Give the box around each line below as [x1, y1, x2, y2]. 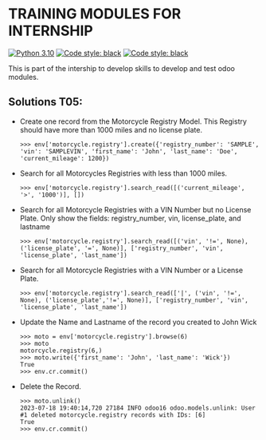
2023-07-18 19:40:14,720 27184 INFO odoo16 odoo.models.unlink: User [19, 404, 256, 412]
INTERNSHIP [8, 22, 93, 40]
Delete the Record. [19, 381, 82, 391]
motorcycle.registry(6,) [19, 347, 103, 355]
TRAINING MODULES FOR [8, 5, 182, 23]
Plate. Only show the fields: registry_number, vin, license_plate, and [19, 213, 241, 223]
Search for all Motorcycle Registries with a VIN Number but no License [19, 204, 252, 214]
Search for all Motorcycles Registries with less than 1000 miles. [19, 168, 228, 178]
